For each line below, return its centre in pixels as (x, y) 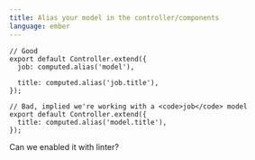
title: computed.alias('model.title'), (92, 122)
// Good (24, 51)
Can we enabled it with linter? (64, 146)
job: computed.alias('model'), (76, 67)
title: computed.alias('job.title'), (88, 82)
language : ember (40, 26)
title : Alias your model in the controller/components (114, 18)
